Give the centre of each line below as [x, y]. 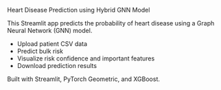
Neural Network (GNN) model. [50, 31]
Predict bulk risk [40, 51]
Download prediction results [57, 66]
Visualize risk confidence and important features [86, 58]
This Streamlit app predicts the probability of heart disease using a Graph [111, 23]
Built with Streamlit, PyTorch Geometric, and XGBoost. [83, 79]
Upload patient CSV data [52, 44]
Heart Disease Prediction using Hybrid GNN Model [79, 10]
